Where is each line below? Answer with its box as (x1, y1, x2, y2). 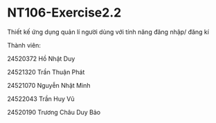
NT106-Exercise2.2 (7, 5, 122, 21)
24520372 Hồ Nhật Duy (7, 54, 75, 63)
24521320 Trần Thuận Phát (7, 68, 85, 76)
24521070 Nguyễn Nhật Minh (7, 81, 91, 89)
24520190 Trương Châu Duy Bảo (7, 108, 101, 116)
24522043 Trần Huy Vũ (7, 95, 75, 103)
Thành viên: (7, 41, 42, 49)
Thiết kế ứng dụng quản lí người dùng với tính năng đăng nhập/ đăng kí (7, 28, 210, 36)
